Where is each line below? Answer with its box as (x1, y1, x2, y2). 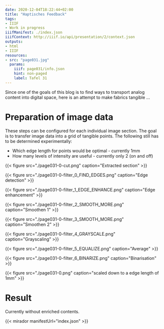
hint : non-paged (14, 71, 48, 76)
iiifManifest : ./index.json (5, 30, 63, 35)
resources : (5, 53, 27, 58)
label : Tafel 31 (14, 76, 48, 81)
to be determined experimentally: (5, 138, 72, 144)
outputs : (5, 39, 23, 44)
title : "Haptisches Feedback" (5, 12, 67, 17)
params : (9, 62, 26, 67)
